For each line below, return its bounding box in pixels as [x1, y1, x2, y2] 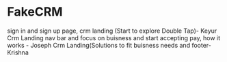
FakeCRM [7, 4, 63, 20]
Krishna [7, 48, 29, 57]
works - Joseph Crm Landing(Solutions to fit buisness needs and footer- [7, 41, 212, 49]
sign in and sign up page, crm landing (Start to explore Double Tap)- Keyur [7, 27, 217, 35]
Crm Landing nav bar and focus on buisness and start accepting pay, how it [7, 33, 221, 42]
